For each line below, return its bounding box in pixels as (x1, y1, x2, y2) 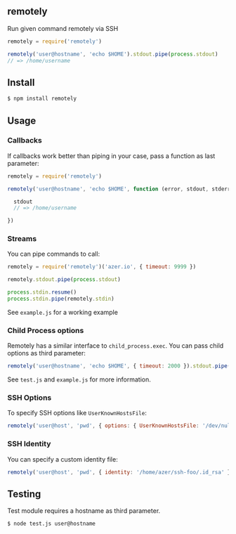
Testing (7, 488, 41, 500)
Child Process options (7, 325, 84, 335)
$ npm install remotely (7, 95, 77, 103)
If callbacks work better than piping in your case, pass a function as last (7, 151, 216, 160)
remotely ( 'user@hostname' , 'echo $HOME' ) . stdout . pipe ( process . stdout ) (7, 51, 218, 58)
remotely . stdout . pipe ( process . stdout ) (7, 276, 121, 283)
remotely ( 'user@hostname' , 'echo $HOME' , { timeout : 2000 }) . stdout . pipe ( (7, 363, 231, 370)
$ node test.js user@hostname (7, 520, 96, 528)
